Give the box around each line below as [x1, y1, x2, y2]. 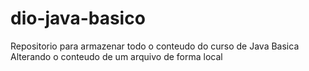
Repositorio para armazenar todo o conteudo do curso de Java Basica [10, 40, 300, 52]
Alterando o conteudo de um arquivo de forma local [10, 50, 223, 62]
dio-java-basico [10, 7, 146, 30]
